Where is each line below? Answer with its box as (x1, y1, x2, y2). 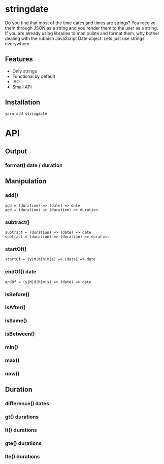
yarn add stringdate (5, 111, 48, 116)
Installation (5, 98, 40, 107)
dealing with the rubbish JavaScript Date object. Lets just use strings (5, 36, 145, 41)
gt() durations (5, 413, 39, 420)
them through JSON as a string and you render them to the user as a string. (5, 25, 159, 31)
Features (5, 55, 33, 64)
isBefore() (5, 291, 30, 298)
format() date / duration (5, 162, 63, 169)
